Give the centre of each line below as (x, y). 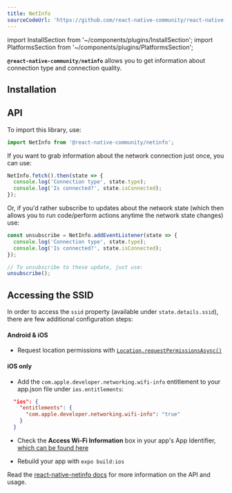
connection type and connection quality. (65, 68)
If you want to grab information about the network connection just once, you (116, 156)
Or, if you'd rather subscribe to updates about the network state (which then (116, 208)
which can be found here (52, 447)
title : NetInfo (29, 13)
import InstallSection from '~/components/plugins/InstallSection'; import (110, 39)
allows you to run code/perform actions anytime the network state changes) (115, 216)
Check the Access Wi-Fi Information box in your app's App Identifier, (116, 440)
